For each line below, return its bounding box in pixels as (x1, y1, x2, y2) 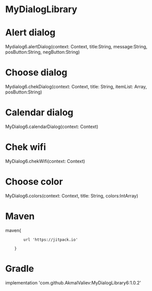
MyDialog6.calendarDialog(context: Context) (5, 123, 99, 130)
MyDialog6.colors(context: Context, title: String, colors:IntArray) (5, 192, 138, 199)
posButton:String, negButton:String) (5, 49, 80, 55)
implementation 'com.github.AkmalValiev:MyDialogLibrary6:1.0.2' (5, 279, 141, 285)
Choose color (5, 176, 63, 187)
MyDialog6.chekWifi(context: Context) (5, 158, 85, 164)
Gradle (5, 263, 34, 274)
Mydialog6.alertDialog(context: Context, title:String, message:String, (5, 44, 148, 50)
